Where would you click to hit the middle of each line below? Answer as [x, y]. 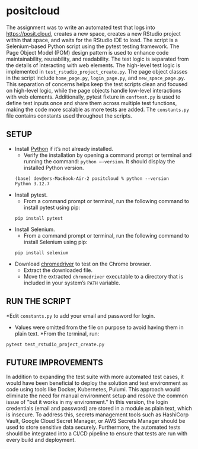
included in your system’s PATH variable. [72, 283]
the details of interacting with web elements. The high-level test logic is [93, 65]
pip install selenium [41, 253]
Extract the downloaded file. [58, 270]
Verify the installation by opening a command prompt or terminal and [108, 155]
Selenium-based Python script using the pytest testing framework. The [93, 46]
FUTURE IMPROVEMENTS [55, 363]
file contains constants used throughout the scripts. [69, 116]
